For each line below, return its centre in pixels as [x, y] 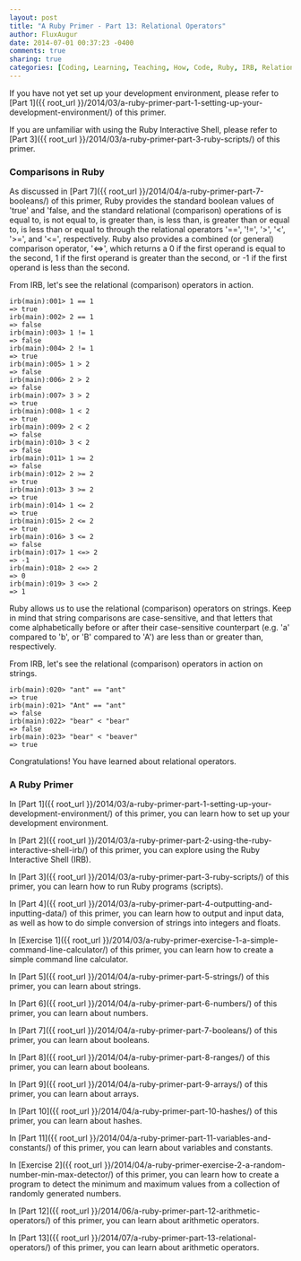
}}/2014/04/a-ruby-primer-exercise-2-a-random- [195, 1165]
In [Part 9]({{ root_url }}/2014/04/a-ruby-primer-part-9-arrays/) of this [139, 1084]
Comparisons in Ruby [57, 171]
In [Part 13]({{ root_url [49, 1238]
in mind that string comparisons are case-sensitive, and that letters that [141, 618]
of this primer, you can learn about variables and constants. [163, 1148]
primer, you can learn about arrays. [74, 1094]
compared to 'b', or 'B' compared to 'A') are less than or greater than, [137, 637]
